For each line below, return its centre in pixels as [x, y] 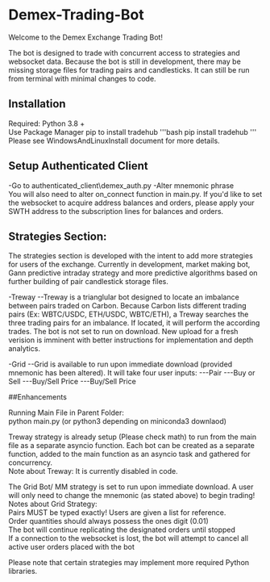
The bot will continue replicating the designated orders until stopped [122, 530]
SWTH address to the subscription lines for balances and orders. [116, 211]
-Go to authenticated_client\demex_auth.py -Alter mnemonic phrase [121, 185]
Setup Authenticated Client [78, 166]
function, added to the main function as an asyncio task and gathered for [129, 454]
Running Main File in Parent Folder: [66, 412]
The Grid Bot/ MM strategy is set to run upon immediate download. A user [131, 487]
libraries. [23, 572]
